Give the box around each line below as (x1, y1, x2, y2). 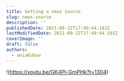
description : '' (6, 19, 46, 25)
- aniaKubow (11, 52, 42, 58)
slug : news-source (6, 14, 52, 20)
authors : (6, 47, 28, 53)
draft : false (6, 42, 39, 48)
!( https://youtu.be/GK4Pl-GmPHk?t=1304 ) (6, 68, 109, 75)
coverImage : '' (6, 36, 44, 42)
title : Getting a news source (6, 8, 81, 15)
